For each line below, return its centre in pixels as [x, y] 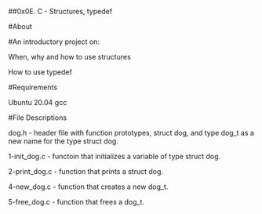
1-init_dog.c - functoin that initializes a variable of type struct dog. [115, 156]
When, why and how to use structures [69, 57]
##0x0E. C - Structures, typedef [60, 11]
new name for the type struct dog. [64, 141]
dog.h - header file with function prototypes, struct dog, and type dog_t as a [131, 133]
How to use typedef [40, 72]
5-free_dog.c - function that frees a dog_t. [76, 202]
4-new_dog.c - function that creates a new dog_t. [88, 187]
